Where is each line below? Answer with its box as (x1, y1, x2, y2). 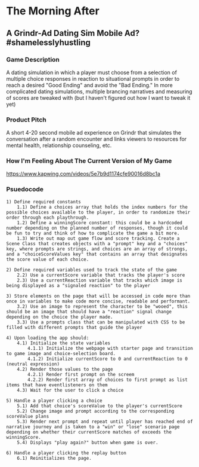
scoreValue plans (6, 413, 49, 419)
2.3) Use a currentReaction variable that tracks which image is (17, 277, 183, 283)
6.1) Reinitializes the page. (17, 455, 92, 461)
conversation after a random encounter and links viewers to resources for (6, 136, 187, 143)
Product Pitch (6, 115, 46, 124)
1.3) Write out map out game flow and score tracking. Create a (17, 235, 180, 242)
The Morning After (6, 4, 99, 18)
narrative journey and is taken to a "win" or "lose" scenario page (6, 423, 180, 430)
